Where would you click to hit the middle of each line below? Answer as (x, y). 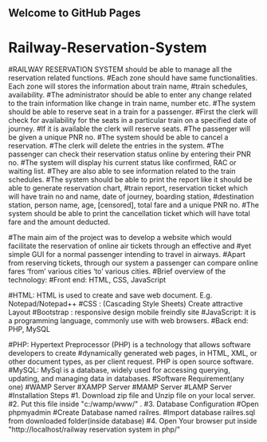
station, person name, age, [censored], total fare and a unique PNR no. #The (134, 205)
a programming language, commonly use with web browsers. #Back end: (128, 321)
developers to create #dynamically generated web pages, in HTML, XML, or (133, 353)
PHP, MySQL (29, 330)
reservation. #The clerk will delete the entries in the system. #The (116, 146)
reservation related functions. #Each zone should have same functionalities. (133, 78)
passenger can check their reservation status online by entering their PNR (130, 154)
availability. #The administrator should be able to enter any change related (130, 95)
